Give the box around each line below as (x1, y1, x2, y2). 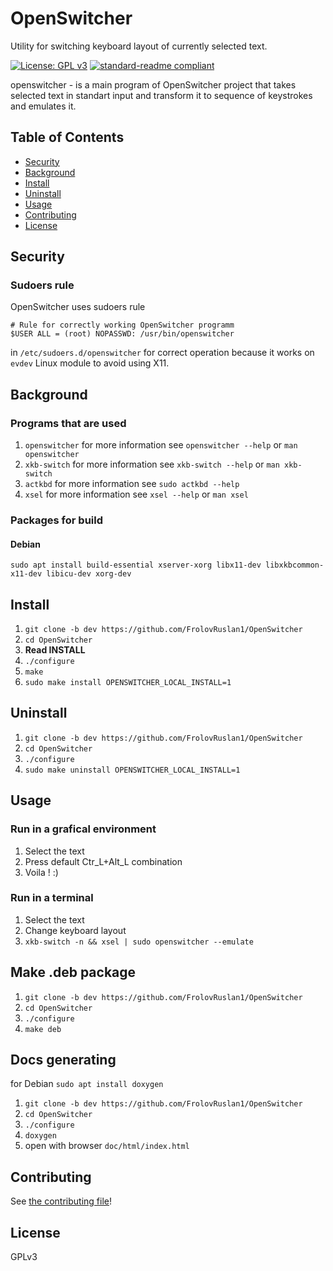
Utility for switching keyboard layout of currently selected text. (10, 40, 268, 52)
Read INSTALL (24, 644, 86, 656)
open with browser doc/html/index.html (24, 1140, 190, 1152)
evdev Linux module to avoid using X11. (10, 357, 170, 369)
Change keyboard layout (24, 924, 127, 936)
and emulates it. (10, 100, 77, 112)
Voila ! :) (24, 866, 59, 878)
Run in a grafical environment (10, 822, 157, 836)
